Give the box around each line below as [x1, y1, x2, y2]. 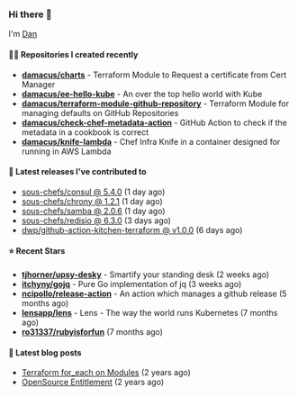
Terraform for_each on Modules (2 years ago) [21, 367, 191, 378]
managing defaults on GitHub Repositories [21, 107, 179, 118]
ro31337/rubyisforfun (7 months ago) [21, 326, 164, 337]
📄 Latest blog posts [8, 346, 82, 358]
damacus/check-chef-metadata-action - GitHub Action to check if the [21, 117, 287, 128]
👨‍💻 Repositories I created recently [8, 49, 139, 59]
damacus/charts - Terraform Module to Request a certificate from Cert [21, 69, 287, 80]
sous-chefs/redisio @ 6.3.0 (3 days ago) [21, 215, 172, 226]
